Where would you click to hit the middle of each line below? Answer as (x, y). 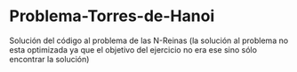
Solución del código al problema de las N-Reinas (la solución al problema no (149, 40)
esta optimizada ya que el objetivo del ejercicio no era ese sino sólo (133, 49)
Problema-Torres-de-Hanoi (112, 16)
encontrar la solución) (49, 59)
